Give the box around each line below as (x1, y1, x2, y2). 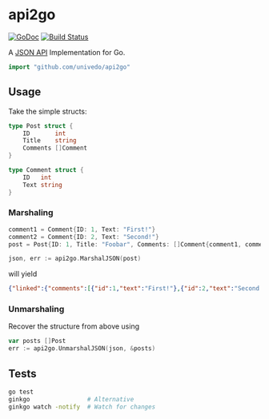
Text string (22, 181, 62, 189)
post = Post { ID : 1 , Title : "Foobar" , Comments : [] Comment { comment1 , (8, 240, 242, 249)
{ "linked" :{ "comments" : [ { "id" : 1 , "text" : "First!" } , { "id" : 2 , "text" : (8, 285, 235, 293)
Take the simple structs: (8, 106, 87, 116)
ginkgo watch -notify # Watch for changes (8, 402, 156, 411)
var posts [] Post (8, 337, 66, 345)
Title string (22, 137, 78, 145)
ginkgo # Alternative (8, 395, 134, 403)
